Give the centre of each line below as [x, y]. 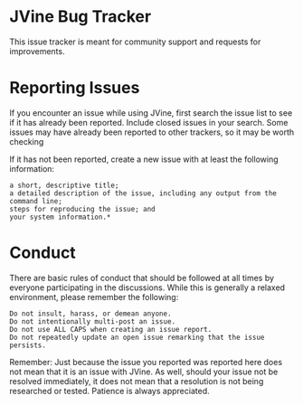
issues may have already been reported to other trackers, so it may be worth [152, 132]
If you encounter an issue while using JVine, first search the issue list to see [151, 113]
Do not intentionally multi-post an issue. [93, 321]
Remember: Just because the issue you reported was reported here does [146, 362]
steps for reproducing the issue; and [82, 209]
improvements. [37, 51]
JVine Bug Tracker [80, 17]
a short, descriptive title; [64, 185]
